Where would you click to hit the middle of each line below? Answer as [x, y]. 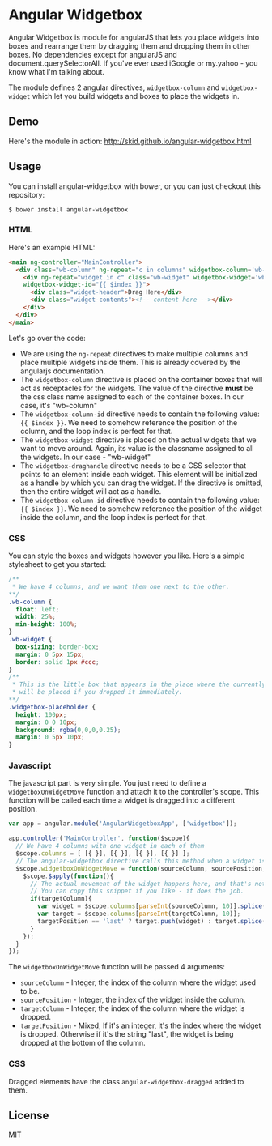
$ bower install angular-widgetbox [68, 209]
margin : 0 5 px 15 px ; [50, 654]
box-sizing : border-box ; [57, 647]
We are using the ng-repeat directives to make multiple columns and [134, 353]
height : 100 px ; [41, 714]
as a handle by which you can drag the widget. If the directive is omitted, [141, 483]
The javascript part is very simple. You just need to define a [107, 783]
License [29, 1116]
